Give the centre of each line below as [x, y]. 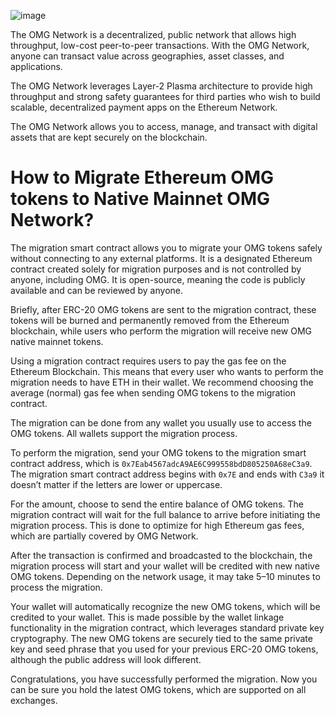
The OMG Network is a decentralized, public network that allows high [153, 34]
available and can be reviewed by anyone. [97, 290]
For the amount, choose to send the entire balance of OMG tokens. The [157, 504]
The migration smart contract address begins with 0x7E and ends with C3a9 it [167, 474]
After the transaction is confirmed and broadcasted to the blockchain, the [161, 555]
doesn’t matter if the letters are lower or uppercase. [116, 484]
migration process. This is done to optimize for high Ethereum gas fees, [157, 525]
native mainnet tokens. [57, 341]
